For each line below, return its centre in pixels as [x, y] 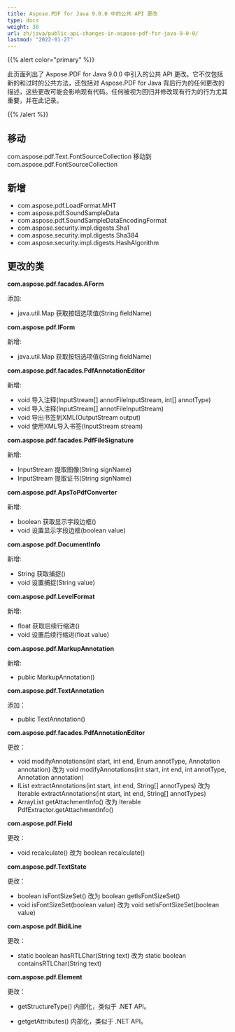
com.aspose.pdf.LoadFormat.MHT [67, 205]
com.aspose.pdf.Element [45, 977]
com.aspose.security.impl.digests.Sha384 [78, 235]
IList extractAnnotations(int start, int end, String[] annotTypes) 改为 [114, 785]
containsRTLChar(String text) [59, 963]
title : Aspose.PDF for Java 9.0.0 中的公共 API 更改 [83, 14]
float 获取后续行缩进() [49, 626]
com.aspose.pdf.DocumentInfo [54, 544]
